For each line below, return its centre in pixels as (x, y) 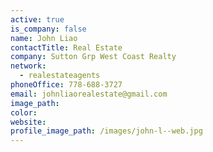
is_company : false (48, 29)
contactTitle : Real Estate (66, 47)
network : (28, 66)
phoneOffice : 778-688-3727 (66, 85)
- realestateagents (60, 76)
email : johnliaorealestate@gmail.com (89, 94)
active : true (37, 19)
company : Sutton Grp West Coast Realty (93, 57)
